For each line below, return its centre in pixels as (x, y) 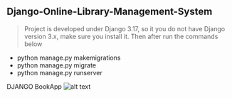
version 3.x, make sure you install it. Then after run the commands (121, 36)
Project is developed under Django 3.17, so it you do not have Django (125, 28)
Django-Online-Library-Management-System (110, 12)
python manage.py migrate (57, 65)
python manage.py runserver (59, 72)
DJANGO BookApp (34, 86)
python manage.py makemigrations (69, 58)
